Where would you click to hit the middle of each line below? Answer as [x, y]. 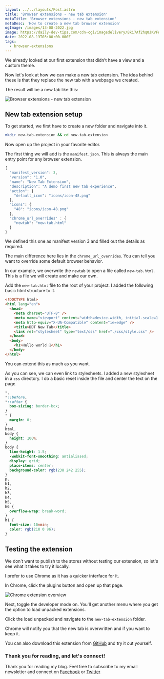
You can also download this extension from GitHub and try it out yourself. [79, 643]
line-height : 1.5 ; [28, 452]
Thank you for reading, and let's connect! [55, 656]
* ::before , [16, 397]
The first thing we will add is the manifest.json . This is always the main [76, 154]
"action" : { [22, 191]
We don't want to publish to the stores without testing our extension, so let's [82, 561]
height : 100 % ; [24, 438]
